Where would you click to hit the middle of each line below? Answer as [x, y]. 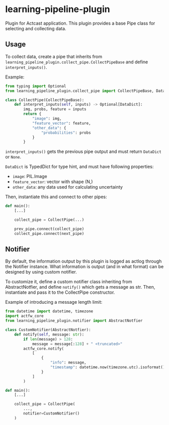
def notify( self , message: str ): [49, 334]
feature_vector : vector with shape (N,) [53, 182]
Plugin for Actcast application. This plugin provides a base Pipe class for [80, 23]
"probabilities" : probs [66, 133]
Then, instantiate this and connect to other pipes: [56, 197]
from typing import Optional [36, 86]
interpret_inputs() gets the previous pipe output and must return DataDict [83, 151]
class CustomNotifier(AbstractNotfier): [48, 330]
